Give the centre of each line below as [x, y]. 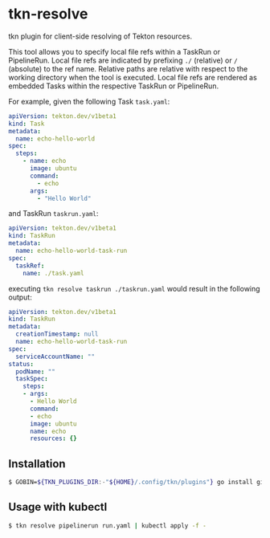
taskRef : [30, 266]
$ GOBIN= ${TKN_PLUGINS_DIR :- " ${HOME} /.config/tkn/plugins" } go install [131, 483]
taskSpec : [32, 379]
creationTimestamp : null [57, 334]
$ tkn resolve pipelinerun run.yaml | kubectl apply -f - [107, 526]
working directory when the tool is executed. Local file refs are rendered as [133, 77]
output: [20, 297]
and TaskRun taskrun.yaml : [53, 214]
